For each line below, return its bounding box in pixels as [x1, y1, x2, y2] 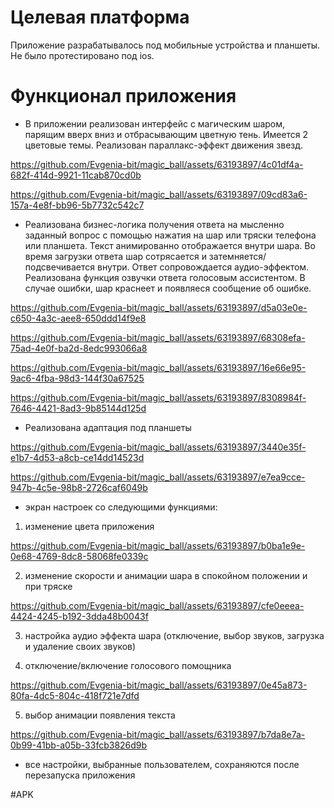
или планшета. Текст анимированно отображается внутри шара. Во [24, 239, 316, 251]
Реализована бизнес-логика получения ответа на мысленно [24, 218, 285, 230]
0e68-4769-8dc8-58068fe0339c [10, 550, 149, 562]
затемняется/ [208, 250, 267, 262]
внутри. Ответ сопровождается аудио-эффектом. [97, 261, 310, 273]
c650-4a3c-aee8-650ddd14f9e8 [10, 312, 147, 324]
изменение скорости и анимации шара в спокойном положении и [24, 569, 308, 581]
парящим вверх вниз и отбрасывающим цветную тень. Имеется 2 [24, 128, 309, 140]
